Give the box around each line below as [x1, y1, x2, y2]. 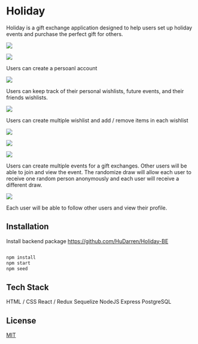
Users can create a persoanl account [6, 64, 98, 71]
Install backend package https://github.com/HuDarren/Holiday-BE [6, 237, 169, 244]
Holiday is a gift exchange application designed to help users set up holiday [6, 24, 193, 31]
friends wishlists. [6, 94, 48, 101]
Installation [6, 222, 49, 232]
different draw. [6, 181, 42, 189]
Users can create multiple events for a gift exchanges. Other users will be [6, 162, 187, 169]
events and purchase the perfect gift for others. [6, 30, 124, 37]
